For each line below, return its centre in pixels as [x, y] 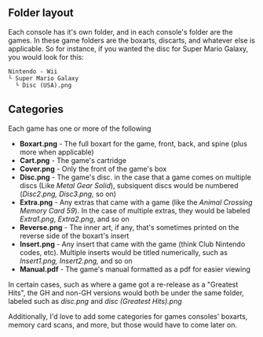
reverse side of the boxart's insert [74, 235]
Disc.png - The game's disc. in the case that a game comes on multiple [135, 177]
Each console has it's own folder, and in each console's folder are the [121, 31]
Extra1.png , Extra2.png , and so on [74, 219]
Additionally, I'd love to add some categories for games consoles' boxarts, [128, 316]
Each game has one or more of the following [80, 128]
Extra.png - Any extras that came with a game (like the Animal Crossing [136, 202]
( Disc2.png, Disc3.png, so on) [68, 194]
